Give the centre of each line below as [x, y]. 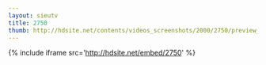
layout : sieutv [33, 15]
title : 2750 [28, 23]
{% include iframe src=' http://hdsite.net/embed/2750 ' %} [102, 53]
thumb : [19, 30]
